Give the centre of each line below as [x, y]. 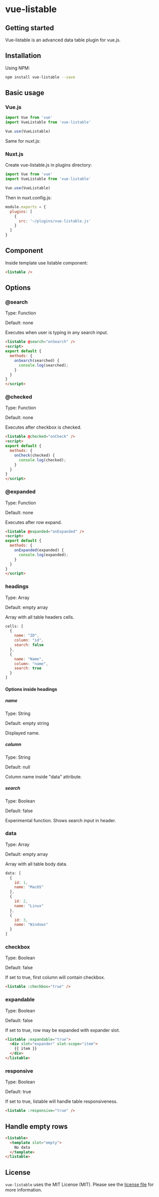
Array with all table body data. [36, 864]
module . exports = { [26, 207]
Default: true [18, 1092]
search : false [29, 645]
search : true [28, 669]
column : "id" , [29, 640]
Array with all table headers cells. [40, 617]
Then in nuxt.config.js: [28, 197]
